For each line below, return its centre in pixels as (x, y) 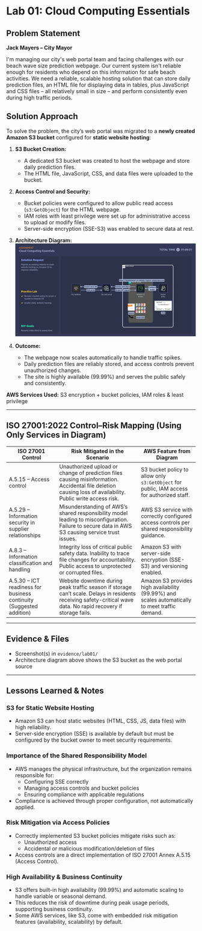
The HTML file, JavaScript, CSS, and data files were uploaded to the (109, 173)
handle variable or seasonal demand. (61, 896)
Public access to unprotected (95, 566)
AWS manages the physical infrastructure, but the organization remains (103, 769)
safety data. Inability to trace (94, 553)
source (24, 666)
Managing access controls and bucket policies (81, 788)
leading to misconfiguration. (94, 519)
